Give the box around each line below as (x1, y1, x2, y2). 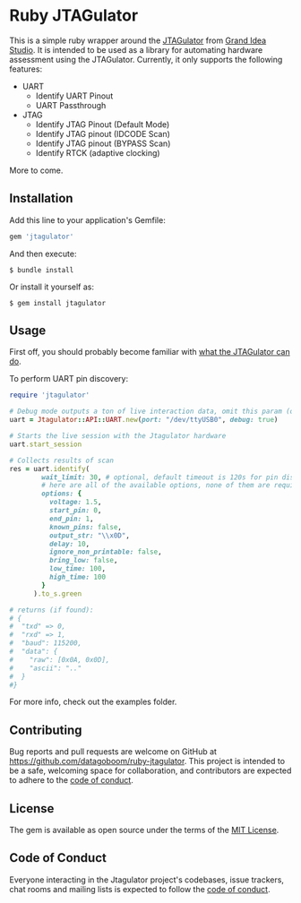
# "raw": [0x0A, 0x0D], (9, 655, 110, 664)
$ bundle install (9, 265, 74, 274)
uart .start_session (9, 440, 82, 449)
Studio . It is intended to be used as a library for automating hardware (9, 44, 263, 55)
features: (9, 64, 43, 74)
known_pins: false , (48, 522, 123, 531)
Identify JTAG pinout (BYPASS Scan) (35, 138, 171, 149)
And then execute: (9, 248, 77, 259)
